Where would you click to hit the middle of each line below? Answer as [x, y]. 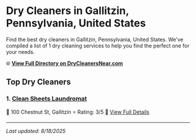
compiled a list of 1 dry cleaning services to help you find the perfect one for [98, 46]
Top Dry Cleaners [38, 82]
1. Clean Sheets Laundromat [47, 99]
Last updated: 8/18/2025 [36, 131]
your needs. [20, 52]
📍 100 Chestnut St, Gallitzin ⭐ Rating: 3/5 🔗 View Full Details [78, 112]
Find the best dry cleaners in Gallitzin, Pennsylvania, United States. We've [95, 39]
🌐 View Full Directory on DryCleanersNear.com [65, 63]
